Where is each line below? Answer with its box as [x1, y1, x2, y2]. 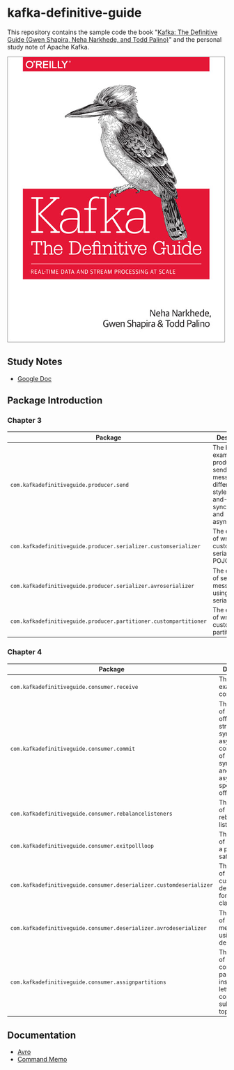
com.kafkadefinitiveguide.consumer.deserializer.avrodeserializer [10, 924, 208, 931]
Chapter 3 [7, 416, 42, 426]
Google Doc [17, 374, 52, 382]
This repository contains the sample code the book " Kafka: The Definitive [7, 28, 218, 36]
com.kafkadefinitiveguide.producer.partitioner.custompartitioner [10, 618, 208, 625]
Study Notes [7, 356, 63, 368]
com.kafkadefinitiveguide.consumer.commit [10, 745, 136, 752]
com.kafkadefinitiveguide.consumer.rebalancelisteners [10, 810, 173, 818]
